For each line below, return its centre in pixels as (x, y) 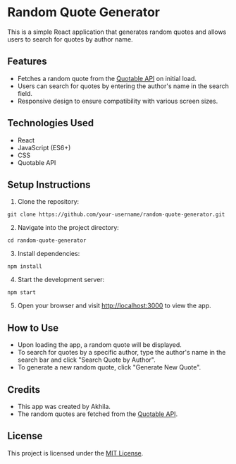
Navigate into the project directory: (68, 228)
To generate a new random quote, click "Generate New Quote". (109, 367)
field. (25, 93)
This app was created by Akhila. (64, 407)
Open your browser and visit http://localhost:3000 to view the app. (114, 306)
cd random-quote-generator (47, 240)
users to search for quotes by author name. (70, 39)
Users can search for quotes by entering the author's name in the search (123, 86)
